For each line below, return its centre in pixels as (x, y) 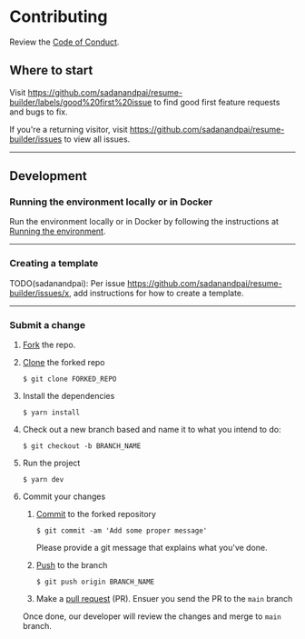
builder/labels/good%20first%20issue (81, 102)
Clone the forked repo (64, 363)
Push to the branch (72, 565)
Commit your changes (64, 496)
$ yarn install (51, 413)
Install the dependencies (69, 396)
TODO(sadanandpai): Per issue (67, 283)
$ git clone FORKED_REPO (69, 379)
